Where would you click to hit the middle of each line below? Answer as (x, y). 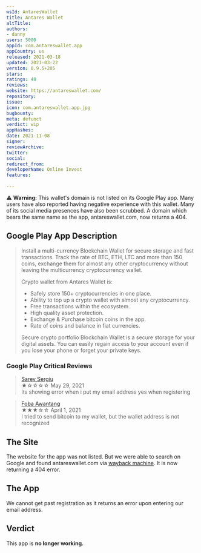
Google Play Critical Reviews (49, 366)
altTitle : (19, 23)
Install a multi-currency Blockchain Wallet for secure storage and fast (107, 250)
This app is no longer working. (45, 543)
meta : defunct (24, 119)
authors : (17, 29)
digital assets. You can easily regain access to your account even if (105, 343)
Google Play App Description (62, 236)
